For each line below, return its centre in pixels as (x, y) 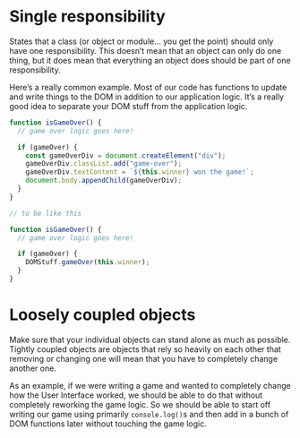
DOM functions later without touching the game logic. (108, 424)
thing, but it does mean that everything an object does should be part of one (150, 60)
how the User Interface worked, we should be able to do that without (136, 395)
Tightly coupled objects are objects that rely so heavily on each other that (146, 349)
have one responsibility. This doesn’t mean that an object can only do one (146, 50)
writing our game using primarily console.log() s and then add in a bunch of (149, 414)
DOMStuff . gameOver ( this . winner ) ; (88, 262)
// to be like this (46, 213)
